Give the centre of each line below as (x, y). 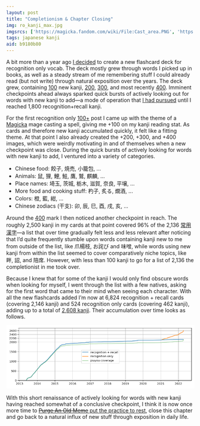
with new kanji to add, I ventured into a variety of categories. (81, 156)
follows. (16, 317)
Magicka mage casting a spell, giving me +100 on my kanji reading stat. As (98, 124)
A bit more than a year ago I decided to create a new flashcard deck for (94, 62)
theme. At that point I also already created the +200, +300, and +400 (91, 137)
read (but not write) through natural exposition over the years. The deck (95, 81)
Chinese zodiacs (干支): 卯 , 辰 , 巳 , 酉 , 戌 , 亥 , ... (71, 206)
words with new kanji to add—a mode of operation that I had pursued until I (99, 100)
